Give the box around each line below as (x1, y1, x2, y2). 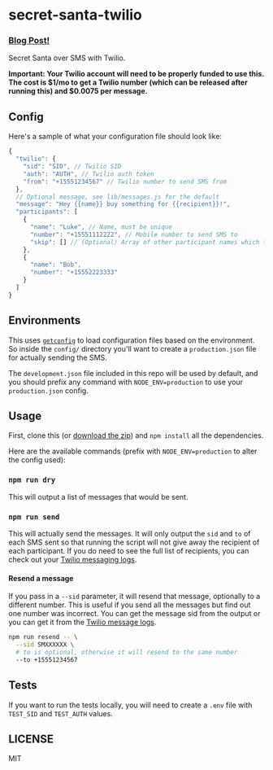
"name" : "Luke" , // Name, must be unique (29, 223, 173, 231)
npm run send (8, 512, 60, 522)
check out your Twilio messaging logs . (8, 555, 137, 565)
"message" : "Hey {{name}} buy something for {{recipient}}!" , (15, 200, 231, 208)
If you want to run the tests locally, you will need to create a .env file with (8, 700, 253, 710)
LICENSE (8, 732, 54, 746)
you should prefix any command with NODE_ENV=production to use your (8, 377, 244, 387)
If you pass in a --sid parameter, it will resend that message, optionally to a (8, 592, 261, 602)
